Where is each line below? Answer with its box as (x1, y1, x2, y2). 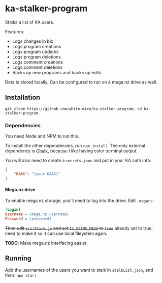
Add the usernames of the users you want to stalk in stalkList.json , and (5, 267, 154, 273)
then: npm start (5, 272, 37, 278)
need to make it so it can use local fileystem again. (5, 230, 108, 236)
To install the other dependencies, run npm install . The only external (5, 143, 146, 149)
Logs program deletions (12, 54, 61, 59)
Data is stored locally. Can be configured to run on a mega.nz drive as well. (5, 79, 158, 85)
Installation (5, 93, 40, 102)
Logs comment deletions (12, 64, 63, 70)
